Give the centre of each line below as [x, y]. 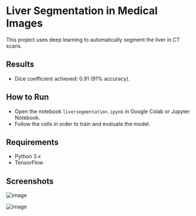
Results [20, 64]
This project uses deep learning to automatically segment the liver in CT [93, 39]
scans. [14, 46]
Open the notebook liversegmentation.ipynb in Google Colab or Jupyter [102, 111]
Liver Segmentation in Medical [82, 11]
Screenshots [30, 181]
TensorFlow [29, 162]
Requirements [32, 142]
